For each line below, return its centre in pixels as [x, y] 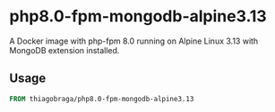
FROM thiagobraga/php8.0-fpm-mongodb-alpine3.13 [102, 99]
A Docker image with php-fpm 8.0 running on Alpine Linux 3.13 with [134, 41]
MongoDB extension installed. [64, 50]
